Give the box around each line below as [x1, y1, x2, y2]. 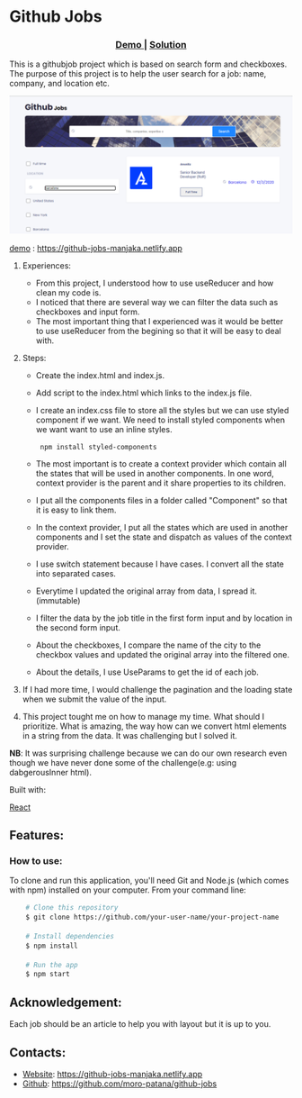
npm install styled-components [40, 442, 157, 451]
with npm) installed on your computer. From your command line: [9, 885, 247, 895]
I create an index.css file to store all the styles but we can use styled [35, 404, 289, 415]
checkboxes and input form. [35, 306, 140, 317]
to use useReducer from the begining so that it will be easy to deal [35, 325, 281, 336]
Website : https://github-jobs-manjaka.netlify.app [22, 1068, 203, 1079]
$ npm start [25, 970, 70, 979]
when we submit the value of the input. [22, 694, 167, 704]
